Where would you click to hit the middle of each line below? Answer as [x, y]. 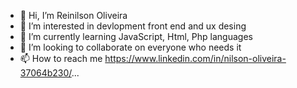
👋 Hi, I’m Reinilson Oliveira [73, 15]
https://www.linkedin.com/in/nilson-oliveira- [195, 58]
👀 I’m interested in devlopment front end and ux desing [133, 26]
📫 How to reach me [61, 58]
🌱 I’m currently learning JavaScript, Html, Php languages [136, 36]
